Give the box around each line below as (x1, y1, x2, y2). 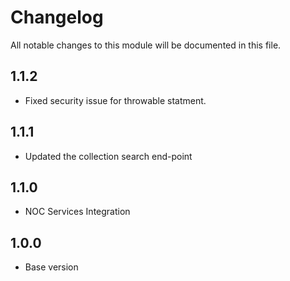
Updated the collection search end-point (24, 150, 193, 162)
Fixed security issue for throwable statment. (24, 94, 207, 106)
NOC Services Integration (24, 206, 131, 218)
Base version (24, 261, 79, 273)
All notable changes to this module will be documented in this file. (10, 39, 282, 51)
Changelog (10, 6, 104, 29)
